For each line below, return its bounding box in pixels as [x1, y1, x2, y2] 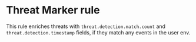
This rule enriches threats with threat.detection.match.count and [6, 23, 166, 30]
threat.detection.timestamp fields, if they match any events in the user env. [6, 29, 191, 36]
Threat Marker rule [6, 3, 100, 17]
